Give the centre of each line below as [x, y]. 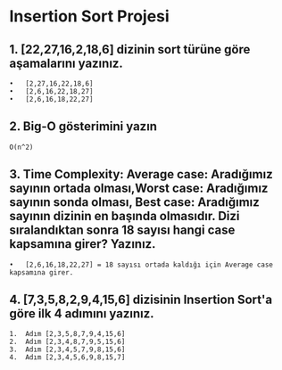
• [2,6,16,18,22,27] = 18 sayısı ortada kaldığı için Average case [141, 265]
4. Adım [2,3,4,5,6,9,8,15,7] [67, 358]
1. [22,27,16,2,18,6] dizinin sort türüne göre [130, 49]
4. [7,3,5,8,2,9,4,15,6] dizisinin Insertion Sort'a [141, 300]
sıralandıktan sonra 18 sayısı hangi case [122, 230]
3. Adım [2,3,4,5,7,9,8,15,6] [67, 349]
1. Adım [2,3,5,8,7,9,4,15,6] [67, 334]
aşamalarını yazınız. [66, 63]
